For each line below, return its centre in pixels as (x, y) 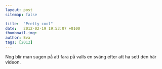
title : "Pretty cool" (29, 24)
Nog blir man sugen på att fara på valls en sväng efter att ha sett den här (81, 56)
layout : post (19, 10)
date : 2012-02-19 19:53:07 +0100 (43, 28)
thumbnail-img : (21, 33)
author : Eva (18, 38)
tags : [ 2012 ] (19, 43)
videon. (13, 62)
